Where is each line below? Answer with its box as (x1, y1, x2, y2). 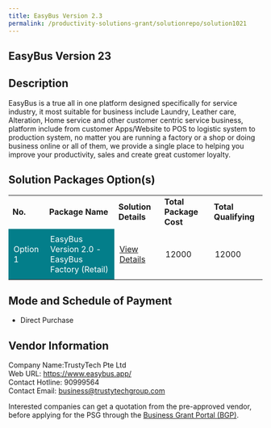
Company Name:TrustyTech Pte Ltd (8, 360, 127, 370)
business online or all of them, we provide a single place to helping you (8, 141, 244, 150)
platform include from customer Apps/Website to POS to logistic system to (8, 124, 256, 133)
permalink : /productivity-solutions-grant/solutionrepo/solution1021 (8, 19, 248, 27)
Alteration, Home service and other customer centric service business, (8, 115, 244, 125)
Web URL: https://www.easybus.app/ (8, 369, 131, 379)
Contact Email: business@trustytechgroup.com (8, 386, 165, 396)
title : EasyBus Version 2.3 (8, 11, 103, 20)
